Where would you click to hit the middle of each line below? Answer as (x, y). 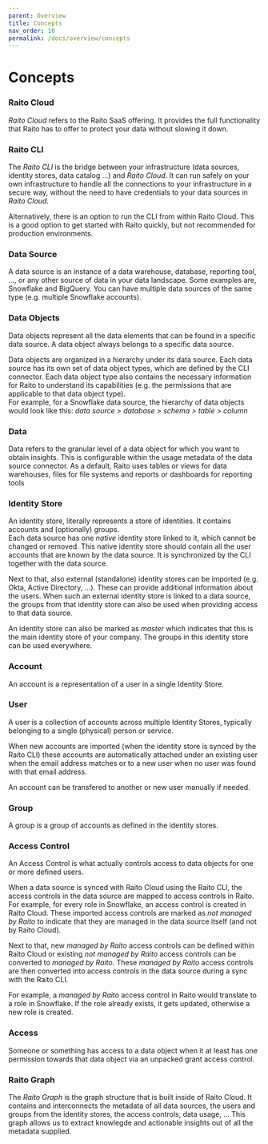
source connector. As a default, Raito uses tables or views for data (118, 465)
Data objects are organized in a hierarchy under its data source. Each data (130, 359)
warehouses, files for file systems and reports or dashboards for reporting (130, 474)
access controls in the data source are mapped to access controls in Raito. (131, 896)
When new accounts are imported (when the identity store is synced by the (132, 746)
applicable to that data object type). (67, 393)
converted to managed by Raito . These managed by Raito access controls (131, 963)
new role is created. (41, 1012)
